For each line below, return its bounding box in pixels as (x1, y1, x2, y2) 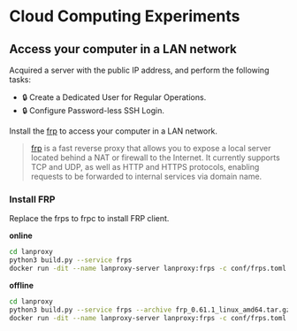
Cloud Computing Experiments (9, 6, 240, 27)
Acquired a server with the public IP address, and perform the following (9, 65, 270, 75)
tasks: (9, 74, 32, 85)
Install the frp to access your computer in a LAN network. (9, 126, 218, 136)
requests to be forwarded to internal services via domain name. (30, 171, 263, 181)
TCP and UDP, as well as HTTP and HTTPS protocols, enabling (30, 162, 260, 172)
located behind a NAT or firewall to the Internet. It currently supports (30, 152, 280, 163)
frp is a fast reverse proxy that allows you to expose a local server (30, 143, 271, 153)
